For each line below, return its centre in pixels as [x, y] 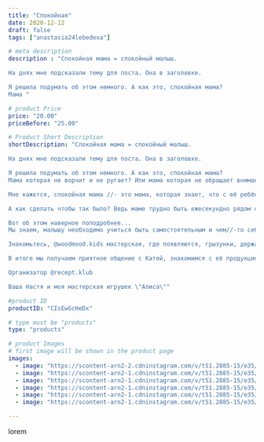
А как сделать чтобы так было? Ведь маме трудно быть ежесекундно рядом [130, 209]
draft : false [29, 30]
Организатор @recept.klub [50, 272]
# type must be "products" [52, 323]
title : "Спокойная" [40, 15]
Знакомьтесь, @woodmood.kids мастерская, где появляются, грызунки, [123, 244]
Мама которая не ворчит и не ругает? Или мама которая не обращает [121, 180]
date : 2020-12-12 [37, 23]
